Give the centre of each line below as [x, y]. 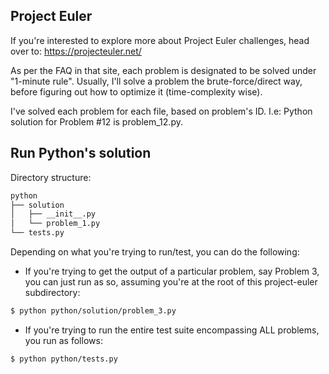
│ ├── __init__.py [53, 214]
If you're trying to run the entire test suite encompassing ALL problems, [172, 330]
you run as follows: [63, 340]
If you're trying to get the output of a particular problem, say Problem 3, [172, 271]
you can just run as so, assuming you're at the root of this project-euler [171, 282]
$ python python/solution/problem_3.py [93, 311]
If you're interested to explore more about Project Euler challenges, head [160, 40]
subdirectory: [52, 292]
